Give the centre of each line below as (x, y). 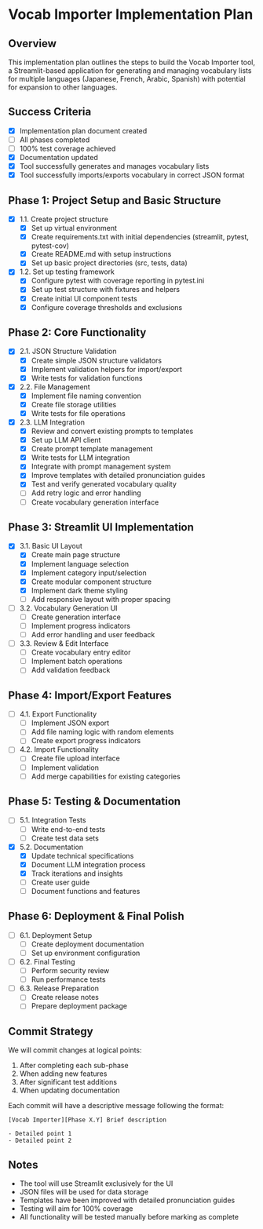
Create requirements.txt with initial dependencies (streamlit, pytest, (140, 237)
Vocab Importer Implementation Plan (131, 15)
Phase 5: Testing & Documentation (95, 802)
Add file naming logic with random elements (102, 732)
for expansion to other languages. (63, 87)
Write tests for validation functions (87, 377)
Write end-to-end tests (68, 829)
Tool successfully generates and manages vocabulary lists (114, 166)
